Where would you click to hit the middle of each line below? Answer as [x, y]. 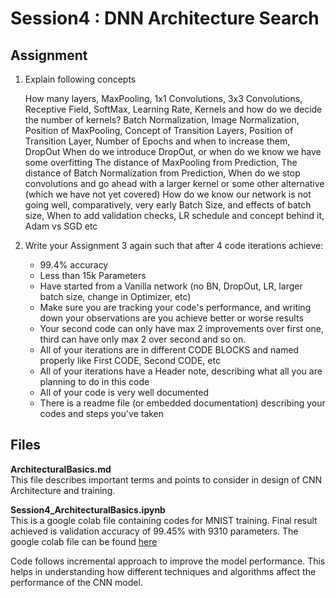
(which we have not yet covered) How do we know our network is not [168, 194]
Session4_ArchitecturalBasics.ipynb [88, 509]
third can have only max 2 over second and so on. [143, 339]
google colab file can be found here [84, 541]
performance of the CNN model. [76, 582]
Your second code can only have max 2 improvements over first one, [181, 328]
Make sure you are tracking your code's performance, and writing [175, 307]
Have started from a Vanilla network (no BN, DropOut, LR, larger [171, 286]
